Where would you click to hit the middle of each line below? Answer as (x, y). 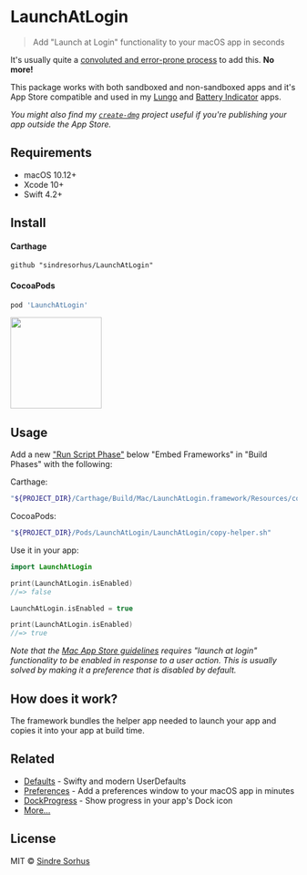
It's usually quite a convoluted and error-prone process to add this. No (143, 59)
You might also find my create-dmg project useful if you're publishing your (148, 114)
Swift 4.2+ (43, 194)
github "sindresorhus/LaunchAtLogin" (82, 266)
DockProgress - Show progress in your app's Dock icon (128, 800)
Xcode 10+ (44, 184)
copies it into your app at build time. (77, 731)
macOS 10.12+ (50, 174)
